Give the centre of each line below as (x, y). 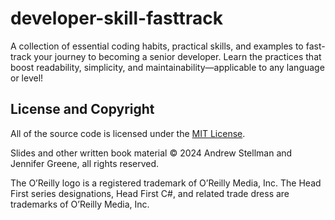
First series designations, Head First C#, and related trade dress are (150, 193)
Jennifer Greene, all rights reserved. (85, 163)
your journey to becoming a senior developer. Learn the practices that (177, 56)
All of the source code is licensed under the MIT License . (128, 133)
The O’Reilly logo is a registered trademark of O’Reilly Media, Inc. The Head (166, 183)
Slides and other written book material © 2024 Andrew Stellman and (151, 153)
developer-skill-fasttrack (116, 18)
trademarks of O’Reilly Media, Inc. (80, 204)
